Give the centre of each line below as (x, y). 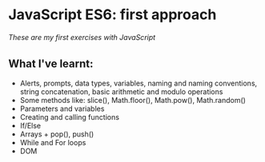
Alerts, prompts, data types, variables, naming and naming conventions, (139, 83)
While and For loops (53, 142)
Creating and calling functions (70, 117)
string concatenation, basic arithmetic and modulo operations (121, 91)
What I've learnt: (51, 64)
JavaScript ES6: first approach (112, 15)
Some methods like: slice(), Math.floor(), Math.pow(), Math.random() (133, 100)
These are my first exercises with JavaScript (82, 37)
